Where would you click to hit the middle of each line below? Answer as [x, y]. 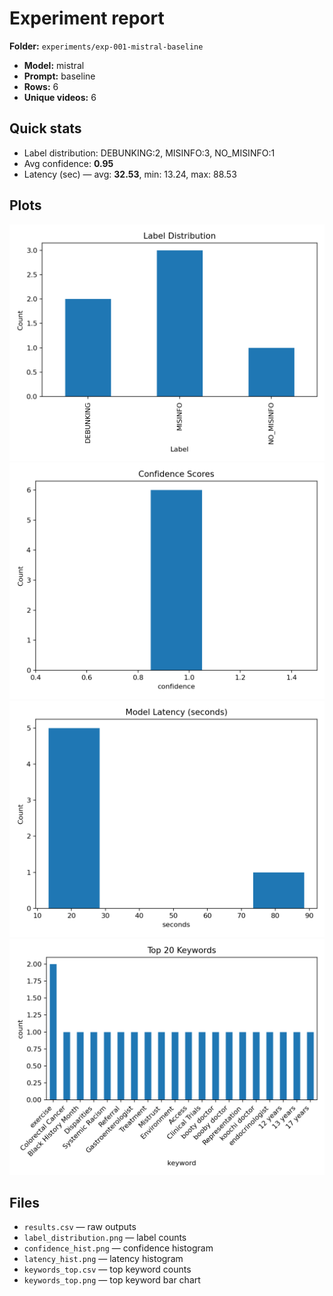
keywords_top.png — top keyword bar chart [112, 1280]
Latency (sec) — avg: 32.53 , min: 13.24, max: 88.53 [130, 174]
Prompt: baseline [59, 76]
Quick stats [45, 128]
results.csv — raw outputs [80, 1227]
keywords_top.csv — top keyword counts [107, 1269]
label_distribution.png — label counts [105, 1238]
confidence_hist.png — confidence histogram [118, 1248]
